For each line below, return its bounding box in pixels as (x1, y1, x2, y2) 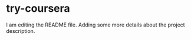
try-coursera (6, 2, 71, 15)
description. (6, 27, 35, 34)
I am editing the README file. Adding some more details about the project (6, 21, 185, 28)
